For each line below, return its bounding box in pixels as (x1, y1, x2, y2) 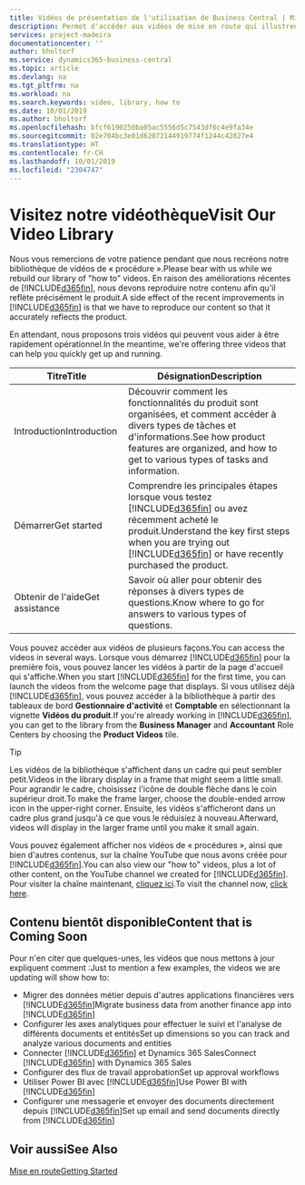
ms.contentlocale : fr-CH (9, 148, 103, 157)
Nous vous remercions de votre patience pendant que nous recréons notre (9, 253, 289, 264)
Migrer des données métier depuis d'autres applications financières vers (22, 990, 295, 1001)
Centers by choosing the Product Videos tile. (9, 729, 180, 740)
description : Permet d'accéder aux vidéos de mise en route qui (9, 22, 258, 31)
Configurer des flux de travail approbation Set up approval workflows (22, 1067, 280, 1078)
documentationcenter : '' (9, 38, 103, 48)
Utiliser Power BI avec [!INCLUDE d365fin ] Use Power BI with (22, 1077, 248, 1088)
